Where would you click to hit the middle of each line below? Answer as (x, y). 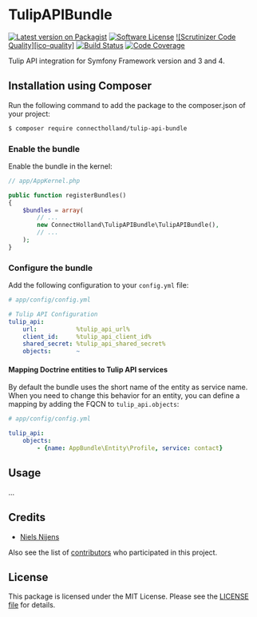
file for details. (32, 605)
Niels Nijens (40, 536)
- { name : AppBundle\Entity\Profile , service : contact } (130, 448)
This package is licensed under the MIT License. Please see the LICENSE (128, 596)
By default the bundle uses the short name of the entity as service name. (128, 387)
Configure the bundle (51, 268)
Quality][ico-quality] (42, 45)
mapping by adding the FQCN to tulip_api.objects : (94, 404)
